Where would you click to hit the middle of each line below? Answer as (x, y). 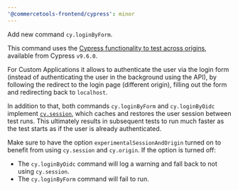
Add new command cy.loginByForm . (60, 34)
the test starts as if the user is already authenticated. (85, 128)
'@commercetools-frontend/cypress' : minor (71, 14)
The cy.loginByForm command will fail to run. (83, 179)
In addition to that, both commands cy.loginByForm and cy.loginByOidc (111, 106)
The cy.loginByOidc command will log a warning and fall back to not (118, 164)
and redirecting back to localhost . (58, 92)
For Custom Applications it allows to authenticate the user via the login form (118, 69)
